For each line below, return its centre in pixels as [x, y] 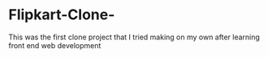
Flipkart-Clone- [62, 15]
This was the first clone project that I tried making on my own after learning [134, 37]
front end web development [55, 45]
